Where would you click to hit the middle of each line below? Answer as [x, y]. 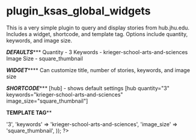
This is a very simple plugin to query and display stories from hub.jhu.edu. [98, 28]
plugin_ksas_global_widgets [79, 11]
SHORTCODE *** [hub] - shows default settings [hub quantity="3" [88, 88]
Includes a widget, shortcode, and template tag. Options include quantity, [97, 34]
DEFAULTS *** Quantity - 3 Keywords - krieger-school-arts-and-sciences [97, 52]
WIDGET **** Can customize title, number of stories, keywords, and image [98, 70]
